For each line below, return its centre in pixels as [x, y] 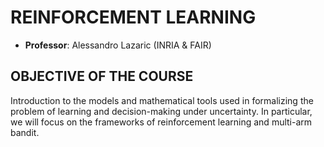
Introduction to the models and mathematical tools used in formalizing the [162, 100]
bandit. [25, 132]
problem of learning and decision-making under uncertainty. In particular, [161, 111]
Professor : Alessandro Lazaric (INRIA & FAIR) [118, 45]
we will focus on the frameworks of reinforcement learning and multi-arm [161, 122]
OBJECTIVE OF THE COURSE [102, 76]
